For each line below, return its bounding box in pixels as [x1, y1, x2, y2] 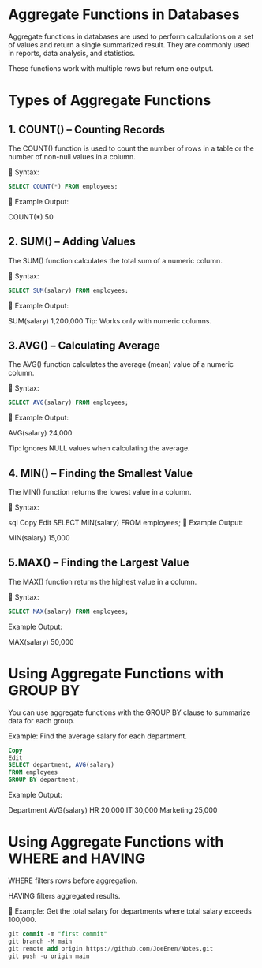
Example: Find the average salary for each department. [8, 731, 188, 741]
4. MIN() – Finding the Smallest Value [8, 466, 193, 480]
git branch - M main [8, 937, 73, 945]
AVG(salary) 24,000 [8, 428, 73, 438]
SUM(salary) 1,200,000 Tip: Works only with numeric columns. [8, 316, 211, 325]
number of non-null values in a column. [8, 151, 136, 161]
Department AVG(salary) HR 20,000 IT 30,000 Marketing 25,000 [8, 805, 218, 814]
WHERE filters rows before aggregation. [8, 876, 138, 885]
